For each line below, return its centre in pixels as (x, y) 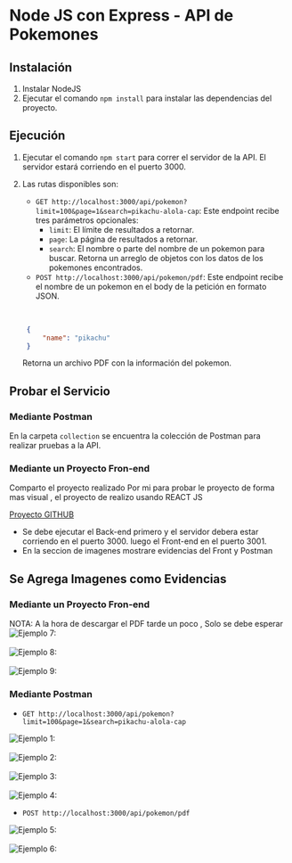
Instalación (41, 67)
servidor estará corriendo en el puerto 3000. (104, 167)
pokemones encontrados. (96, 267)
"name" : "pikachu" (77, 338)
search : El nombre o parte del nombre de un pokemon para (157, 248)
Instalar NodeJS (52, 89)
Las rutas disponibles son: (70, 184)
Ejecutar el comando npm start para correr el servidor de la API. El (144, 157)
